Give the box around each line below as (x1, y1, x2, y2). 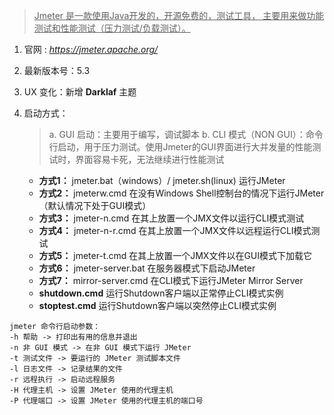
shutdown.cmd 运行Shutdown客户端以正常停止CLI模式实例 (38, 287, 284, 299)
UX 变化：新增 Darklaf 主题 (23, 86, 137, 98)
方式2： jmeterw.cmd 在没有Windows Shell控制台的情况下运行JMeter (38, 187, 325, 199)
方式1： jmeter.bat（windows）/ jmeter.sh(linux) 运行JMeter (38, 175, 286, 186)
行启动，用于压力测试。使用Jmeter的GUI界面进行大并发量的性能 (48, 141, 313, 153)
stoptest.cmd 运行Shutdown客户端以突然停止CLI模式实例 (38, 300, 277, 311)
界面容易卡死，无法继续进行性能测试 (75, 154, 225, 165)
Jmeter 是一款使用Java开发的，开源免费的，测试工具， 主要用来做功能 (33, 10, 325, 21)
